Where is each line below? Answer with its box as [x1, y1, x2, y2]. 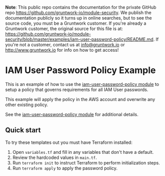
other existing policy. [5, 102, 49, 108]
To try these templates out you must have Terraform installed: [5, 139, 133, 145]
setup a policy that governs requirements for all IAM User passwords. [5, 86, 149, 93]
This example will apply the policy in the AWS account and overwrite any [5, 96, 155, 102]
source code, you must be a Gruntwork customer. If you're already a [5, 20, 146, 26]
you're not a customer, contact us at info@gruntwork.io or [5, 42, 125, 47]
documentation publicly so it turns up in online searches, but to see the [5, 15, 152, 21]
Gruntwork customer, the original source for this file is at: [5, 26, 123, 32]
